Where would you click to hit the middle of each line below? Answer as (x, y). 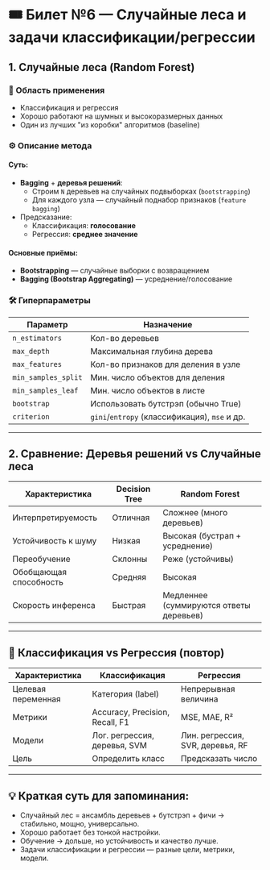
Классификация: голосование (84, 225)
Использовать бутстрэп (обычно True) (166, 403)
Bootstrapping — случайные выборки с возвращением (115, 271)
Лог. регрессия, (123, 735)
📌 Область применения (57, 90)
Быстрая (129, 606)
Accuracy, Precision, (131, 712)
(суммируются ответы (207, 606)
